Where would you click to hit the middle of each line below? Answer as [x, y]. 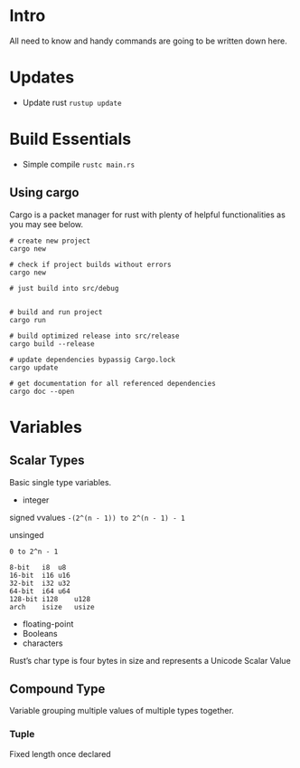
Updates [42, 77]
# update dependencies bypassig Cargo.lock [93, 360]
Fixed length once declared [60, 754]
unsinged [27, 534]
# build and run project [56, 312]
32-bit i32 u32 [40, 583]
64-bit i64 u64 [40, 591]
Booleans [40, 633]
